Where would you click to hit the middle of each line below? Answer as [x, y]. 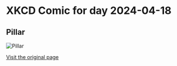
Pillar [16, 32]
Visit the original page [33, 57]
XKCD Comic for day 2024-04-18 [89, 11]
